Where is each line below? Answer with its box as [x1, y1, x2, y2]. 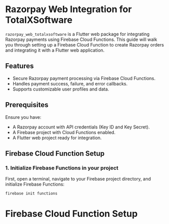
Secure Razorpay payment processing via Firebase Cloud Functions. [12, 75, 156, 81]
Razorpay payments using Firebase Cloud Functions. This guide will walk [5, 36, 157, 42]
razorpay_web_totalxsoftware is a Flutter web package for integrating [5, 31, 150, 37]
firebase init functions [5, 191, 58, 196]
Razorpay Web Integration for [5, 4, 132, 15]
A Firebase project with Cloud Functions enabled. [12, 129, 116, 135]
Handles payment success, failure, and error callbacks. [12, 80, 128, 86]
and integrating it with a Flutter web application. [5, 47, 105, 53]
